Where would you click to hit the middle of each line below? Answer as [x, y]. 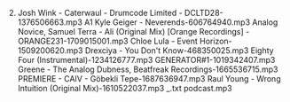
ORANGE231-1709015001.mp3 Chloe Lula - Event [107, 41]
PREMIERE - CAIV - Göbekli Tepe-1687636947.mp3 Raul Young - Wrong [149, 78]
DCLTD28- [204, 13]
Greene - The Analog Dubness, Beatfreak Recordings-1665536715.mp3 [148, 69]
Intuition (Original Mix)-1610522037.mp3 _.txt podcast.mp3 [125, 88]
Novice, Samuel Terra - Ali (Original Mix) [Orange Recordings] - [133, 31]
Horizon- [216, 41]
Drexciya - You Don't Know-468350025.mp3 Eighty [179, 51]
